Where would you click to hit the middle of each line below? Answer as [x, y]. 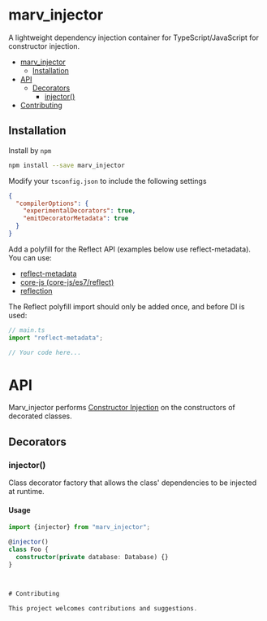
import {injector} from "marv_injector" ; [80, 527]
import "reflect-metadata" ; [56, 338]
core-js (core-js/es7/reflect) [67, 282]
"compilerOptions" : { [52, 203]
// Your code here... [45, 352]
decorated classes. [40, 416]
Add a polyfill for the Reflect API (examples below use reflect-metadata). [130, 249]
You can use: [30, 257]
